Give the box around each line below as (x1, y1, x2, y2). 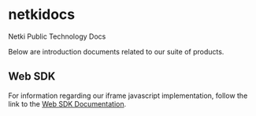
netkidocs (8, 6, 76, 24)
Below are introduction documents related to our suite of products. (8, 47, 224, 56)
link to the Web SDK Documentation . (8, 99, 127, 108)
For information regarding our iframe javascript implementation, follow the (8, 91, 248, 100)
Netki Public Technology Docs (8, 32, 106, 41)
